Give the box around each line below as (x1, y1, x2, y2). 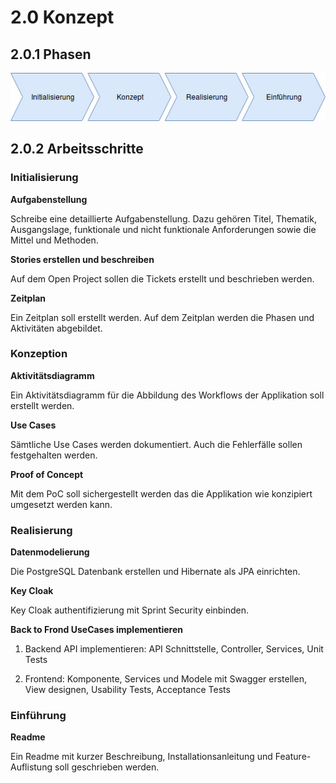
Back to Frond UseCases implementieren (10, 624, 183, 636)
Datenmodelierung (10, 546, 90, 558)
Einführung (10, 709, 67, 723)
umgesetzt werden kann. (10, 498, 113, 510)
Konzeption (10, 347, 68, 361)
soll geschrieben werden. (54, 761, 160, 773)
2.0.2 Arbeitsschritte (10, 141, 144, 158)
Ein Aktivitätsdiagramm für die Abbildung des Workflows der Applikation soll (10, 389, 325, 401)
